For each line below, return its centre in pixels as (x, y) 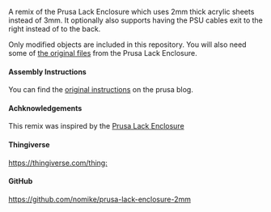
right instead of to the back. (55, 29)
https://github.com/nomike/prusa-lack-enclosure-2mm (100, 199)
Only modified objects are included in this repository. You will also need (127, 45)
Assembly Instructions (47, 71)
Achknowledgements (45, 108)
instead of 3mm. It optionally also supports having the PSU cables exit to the (135, 20)
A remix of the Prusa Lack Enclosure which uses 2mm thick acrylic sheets (131, 12)
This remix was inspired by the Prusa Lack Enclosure (96, 126)
